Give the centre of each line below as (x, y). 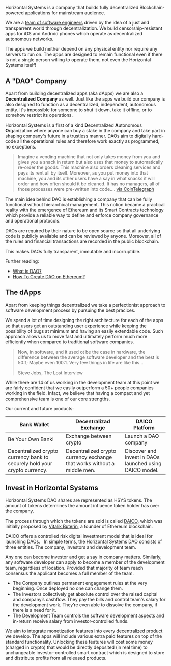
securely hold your (30, 463)
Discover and (140, 451)
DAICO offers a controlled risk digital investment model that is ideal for (79, 536)
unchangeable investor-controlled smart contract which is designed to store (85, 653)
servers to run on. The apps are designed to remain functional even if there (84, 54)
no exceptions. (21, 146)
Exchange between (89, 436)
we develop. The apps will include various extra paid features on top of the (84, 636)
